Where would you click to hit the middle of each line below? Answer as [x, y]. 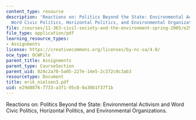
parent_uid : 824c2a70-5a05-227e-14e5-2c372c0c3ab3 [69, 71]
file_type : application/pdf [40, 33]
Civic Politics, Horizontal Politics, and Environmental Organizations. [87, 110]
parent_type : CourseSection [40, 66]
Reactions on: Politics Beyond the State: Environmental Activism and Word [95, 104]
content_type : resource [35, 11]
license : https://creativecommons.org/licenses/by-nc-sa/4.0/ [83, 50]
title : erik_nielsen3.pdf [37, 83]
